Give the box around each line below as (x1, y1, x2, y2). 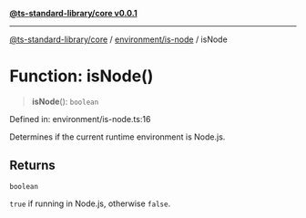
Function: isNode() (9, 66, 154, 87)
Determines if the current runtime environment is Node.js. (9, 131, 226, 142)
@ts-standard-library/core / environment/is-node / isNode (9, 34, 228, 45)
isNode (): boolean (31, 96, 99, 107)
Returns (9, 158, 56, 173)
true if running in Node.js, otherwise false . (9, 198, 171, 209)
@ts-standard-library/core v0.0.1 (9, 8, 138, 18)
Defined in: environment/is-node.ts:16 (9, 113, 151, 124)
